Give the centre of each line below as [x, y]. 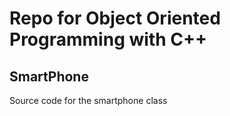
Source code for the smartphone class [88, 100]
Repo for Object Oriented [115, 18]
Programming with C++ [108, 39]
